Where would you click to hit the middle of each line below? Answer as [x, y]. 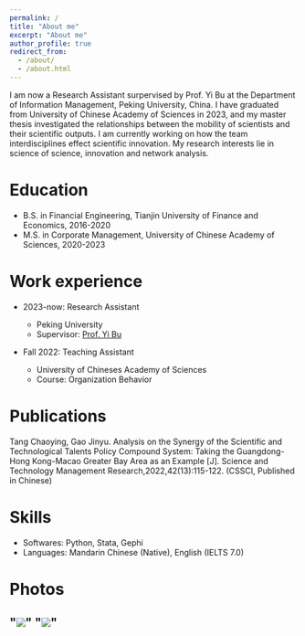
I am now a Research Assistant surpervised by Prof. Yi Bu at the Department [152, 95]
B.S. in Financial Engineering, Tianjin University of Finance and [140, 215]
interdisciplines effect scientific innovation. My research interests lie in [142, 143]
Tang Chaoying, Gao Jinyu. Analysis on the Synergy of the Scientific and [146, 441]
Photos [37, 589]
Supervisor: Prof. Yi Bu [79, 334]
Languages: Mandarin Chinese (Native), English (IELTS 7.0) [133, 552]
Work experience [76, 281]
